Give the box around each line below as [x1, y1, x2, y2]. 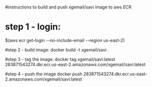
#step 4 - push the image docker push [5, 71, 83, 77]
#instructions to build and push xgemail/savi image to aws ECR [5, 4, 132, 10]
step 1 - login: [5, 22, 61, 32]
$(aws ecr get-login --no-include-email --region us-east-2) [5, 37, 125, 43]
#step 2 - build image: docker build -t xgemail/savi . [5, 46, 109, 53]
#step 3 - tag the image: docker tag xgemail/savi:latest [5, 56, 115, 62]
